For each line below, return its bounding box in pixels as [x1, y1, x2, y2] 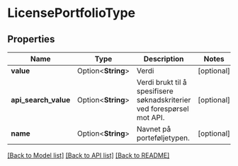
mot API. [136, 113, 165, 122]
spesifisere [136, 86, 174, 96]
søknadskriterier [136, 95, 191, 105]
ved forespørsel [136, 104, 189, 114]
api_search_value [11, 95, 71, 105]
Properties [7, 33, 55, 45]
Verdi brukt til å [136, 78, 188, 87]
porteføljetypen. [136, 133, 190, 143]
